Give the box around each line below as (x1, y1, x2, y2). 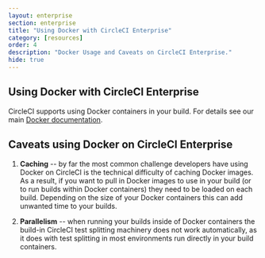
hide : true (8, 56, 44, 64)
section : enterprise (8, 19, 77, 27)
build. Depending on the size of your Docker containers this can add (19, 192, 244, 202)
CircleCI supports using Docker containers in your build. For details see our (8, 106, 254, 116)
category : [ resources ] (8, 33, 83, 42)
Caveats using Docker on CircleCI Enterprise (8, 138, 233, 152)
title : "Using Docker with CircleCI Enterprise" (8, 26, 172, 34)
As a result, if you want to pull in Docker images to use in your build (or (19, 175, 252, 185)
